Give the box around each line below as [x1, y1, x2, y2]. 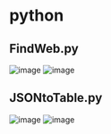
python [9, 5, 64, 26]
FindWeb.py [9, 41, 79, 56]
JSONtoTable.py [9, 90, 103, 105]
